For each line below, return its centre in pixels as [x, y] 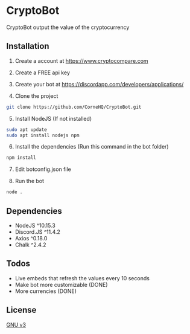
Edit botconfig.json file [43, 169]
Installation [28, 46]
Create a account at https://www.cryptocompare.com [82, 60]
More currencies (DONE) [46, 291]
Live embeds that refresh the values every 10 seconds [82, 278]
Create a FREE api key [43, 72]
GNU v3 [16, 324]
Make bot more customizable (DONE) [61, 284]
